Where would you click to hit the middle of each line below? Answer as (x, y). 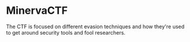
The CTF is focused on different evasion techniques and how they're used (95, 26)
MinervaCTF (37, 11)
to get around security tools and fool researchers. (66, 32)
